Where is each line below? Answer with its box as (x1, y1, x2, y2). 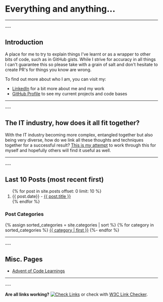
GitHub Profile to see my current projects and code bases (12, 91, 128, 96)
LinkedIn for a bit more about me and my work (12, 85, 105, 91)
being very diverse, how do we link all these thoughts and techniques (5, 137, 144, 143)
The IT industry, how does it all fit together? (5, 119, 140, 127)
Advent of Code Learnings (12, 268, 65, 274)
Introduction (5, 38, 44, 47)
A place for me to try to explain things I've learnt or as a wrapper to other (5, 51, 151, 57)
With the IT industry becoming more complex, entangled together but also (5, 132, 153, 137)
